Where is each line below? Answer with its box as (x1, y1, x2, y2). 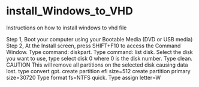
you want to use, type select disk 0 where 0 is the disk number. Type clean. (6, 55, 193, 62)
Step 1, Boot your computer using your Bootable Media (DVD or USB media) (6, 35, 193, 43)
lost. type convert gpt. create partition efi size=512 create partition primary (6, 67, 191, 74)
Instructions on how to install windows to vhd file (6, 24, 127, 31)
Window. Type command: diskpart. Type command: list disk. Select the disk (6, 48, 193, 55)
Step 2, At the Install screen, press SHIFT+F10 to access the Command (6, 42, 181, 49)
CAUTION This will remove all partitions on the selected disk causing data (6, 61, 188, 68)
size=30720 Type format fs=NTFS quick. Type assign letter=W (6, 74, 161, 81)
